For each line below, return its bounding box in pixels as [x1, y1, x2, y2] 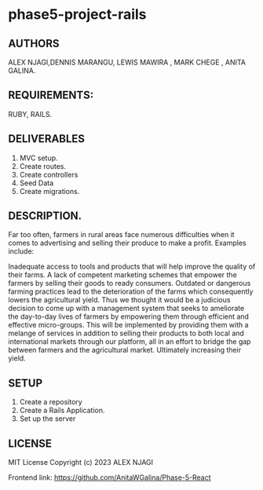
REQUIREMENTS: [8, 89, 94, 102]
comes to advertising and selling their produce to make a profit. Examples [8, 238, 247, 248]
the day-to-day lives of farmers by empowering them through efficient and [8, 312, 250, 321]
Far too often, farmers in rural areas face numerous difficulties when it [8, 230, 235, 240]
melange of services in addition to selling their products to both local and [8, 328, 245, 338]
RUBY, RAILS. [8, 109, 53, 119]
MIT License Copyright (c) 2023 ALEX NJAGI [8, 458, 154, 467]
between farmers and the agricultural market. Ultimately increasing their [8, 346, 242, 355]
